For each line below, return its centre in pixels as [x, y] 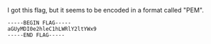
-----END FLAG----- [36, 35]
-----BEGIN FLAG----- [39, 23]
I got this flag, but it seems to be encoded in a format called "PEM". [105, 10]
